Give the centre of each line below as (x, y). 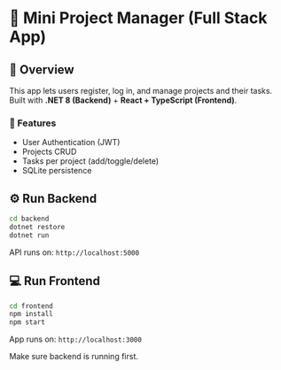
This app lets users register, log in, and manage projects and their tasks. (141, 91)
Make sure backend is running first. (74, 357)
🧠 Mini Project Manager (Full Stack (138, 18)
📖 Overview (42, 69)
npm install (31, 314)
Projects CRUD (49, 152)
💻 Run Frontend (55, 281)
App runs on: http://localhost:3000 (75, 339)
